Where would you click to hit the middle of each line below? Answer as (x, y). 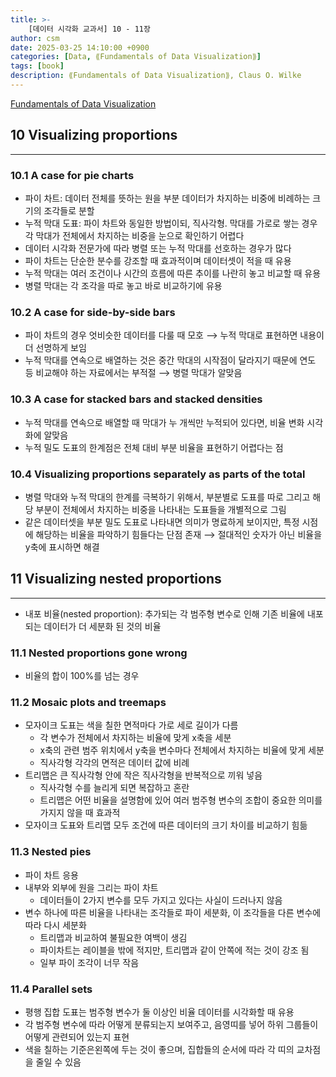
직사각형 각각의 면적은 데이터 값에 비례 (114, 763)
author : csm (35, 38)
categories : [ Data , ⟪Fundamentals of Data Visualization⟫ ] (136, 57)
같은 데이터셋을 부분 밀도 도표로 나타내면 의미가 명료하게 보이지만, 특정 (162, 522)
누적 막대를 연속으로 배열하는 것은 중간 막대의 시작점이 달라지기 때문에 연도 (170, 360)
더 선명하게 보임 (55, 348)
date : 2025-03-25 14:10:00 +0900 (80, 47)
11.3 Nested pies (51, 852)
